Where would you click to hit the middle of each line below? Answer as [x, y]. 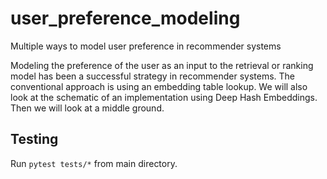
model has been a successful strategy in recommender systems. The [153, 76]
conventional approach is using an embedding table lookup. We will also [159, 86]
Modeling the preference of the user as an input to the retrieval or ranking [162, 65]
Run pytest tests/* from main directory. [94, 163]
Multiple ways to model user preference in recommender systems [146, 46]
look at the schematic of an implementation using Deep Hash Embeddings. [164, 97]
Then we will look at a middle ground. [87, 108]
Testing [34, 139]
